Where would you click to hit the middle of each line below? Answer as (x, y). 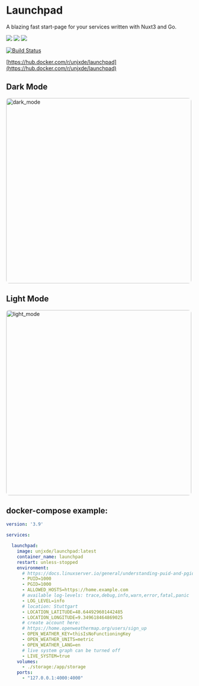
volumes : (28, 662)
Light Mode (28, 299)
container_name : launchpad (50, 557)
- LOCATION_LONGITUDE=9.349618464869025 (72, 617)
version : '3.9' (25, 524)
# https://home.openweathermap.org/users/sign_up (84, 628)
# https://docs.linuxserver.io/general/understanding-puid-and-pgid (108, 573)
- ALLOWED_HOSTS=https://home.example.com (75, 590)
